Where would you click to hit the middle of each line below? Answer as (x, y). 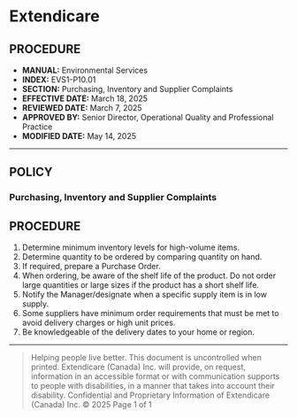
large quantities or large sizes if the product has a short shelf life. (140, 285)
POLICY (31, 172)
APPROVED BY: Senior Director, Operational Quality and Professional (148, 117)
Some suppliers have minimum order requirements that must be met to (151, 313)
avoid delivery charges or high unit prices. (99, 323)
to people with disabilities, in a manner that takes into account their (153, 386)
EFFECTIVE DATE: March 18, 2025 (85, 98)
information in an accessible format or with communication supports (155, 376)
